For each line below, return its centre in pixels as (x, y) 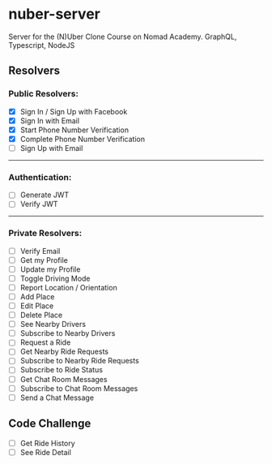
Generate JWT (45, 195)
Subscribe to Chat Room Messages (79, 388)
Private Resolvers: (45, 234)
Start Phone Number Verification (74, 130)
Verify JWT (39, 204)
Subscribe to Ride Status (62, 370)
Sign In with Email (49, 120)
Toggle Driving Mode (55, 278)
